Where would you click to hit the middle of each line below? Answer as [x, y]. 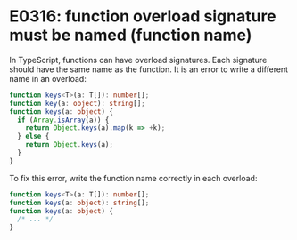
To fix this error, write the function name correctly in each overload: [133, 178]
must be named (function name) [131, 35]
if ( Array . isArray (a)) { [63, 120]
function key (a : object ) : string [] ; [77, 103]
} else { [33, 136]
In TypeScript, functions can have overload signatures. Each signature [138, 60]
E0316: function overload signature [143, 16]
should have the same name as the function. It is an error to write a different [148, 69]
